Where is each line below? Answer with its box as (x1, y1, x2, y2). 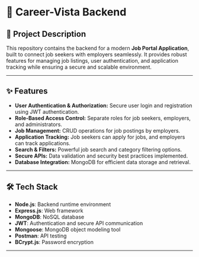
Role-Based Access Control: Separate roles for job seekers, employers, (14, 114, 191, 121)
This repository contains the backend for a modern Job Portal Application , (6, 44, 190, 52)
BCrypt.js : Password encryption (14, 238, 94, 245)
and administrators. (14, 121, 62, 128)
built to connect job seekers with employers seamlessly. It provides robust (6, 51, 188, 58)
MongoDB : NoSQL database (14, 213, 85, 220)
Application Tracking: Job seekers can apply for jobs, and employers (14, 133, 185, 140)
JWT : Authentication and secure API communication (14, 219, 143, 227)
